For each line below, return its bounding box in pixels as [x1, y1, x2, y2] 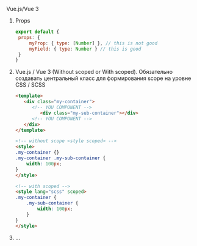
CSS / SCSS [15, 81, 46, 89]
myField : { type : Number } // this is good [29, 46, 141, 52]
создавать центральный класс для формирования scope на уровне [15, 74, 192, 82]
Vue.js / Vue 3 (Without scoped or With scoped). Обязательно [15, 68, 173, 76]
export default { [15, 29, 60, 35]
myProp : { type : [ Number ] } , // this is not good [29, 40, 158, 46]
